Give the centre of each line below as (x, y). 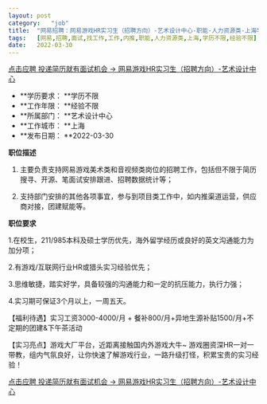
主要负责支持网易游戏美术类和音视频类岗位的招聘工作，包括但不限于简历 (138, 170)
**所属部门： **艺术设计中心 (66, 116)
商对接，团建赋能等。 (54, 206)
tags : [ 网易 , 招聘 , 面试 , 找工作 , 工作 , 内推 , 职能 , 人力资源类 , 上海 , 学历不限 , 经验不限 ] (133, 38)
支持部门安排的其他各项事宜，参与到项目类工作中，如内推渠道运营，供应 (138, 197)
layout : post (30, 16)
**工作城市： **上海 (52, 126)
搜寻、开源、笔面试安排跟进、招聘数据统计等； (96, 179)
